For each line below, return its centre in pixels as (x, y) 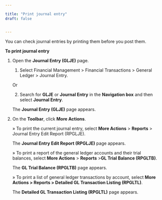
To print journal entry (27, 51)
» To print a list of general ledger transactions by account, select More (84, 177)
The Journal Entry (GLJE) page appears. (54, 109)
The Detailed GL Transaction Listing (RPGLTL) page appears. (75, 192)
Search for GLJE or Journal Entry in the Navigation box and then (86, 94)
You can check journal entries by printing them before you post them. (76, 41)
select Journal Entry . (41, 100)
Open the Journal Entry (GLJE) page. (50, 60)
